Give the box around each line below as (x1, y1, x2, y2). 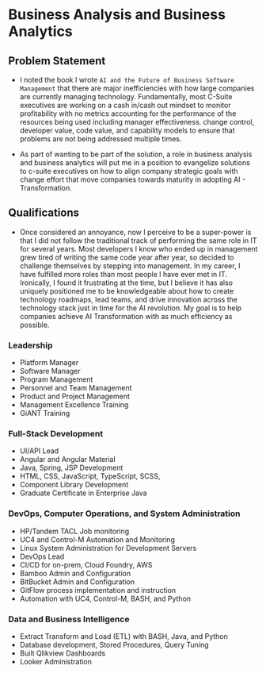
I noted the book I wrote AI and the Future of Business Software (19, 75, 235, 84)
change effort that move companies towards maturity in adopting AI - (19, 175, 246, 184)
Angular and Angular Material (19, 455, 116, 464)
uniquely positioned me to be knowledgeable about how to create (19, 286, 234, 295)
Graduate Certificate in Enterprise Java (19, 488, 148, 498)
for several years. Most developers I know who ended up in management (19, 244, 258, 253)
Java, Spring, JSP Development (19, 463, 123, 473)
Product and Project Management (19, 391, 131, 402)
